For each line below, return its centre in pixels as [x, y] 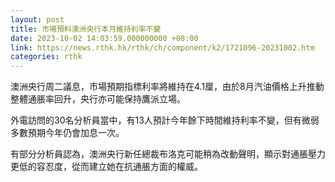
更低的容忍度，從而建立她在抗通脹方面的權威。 [106, 167]
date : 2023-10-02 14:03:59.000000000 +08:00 [104, 38]
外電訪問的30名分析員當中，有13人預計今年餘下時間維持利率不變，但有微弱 [165, 120]
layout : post [37, 19]
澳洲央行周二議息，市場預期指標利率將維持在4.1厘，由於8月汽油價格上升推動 [167, 87]
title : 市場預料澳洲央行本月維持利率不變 [86, 29]
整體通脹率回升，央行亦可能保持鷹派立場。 [98, 99]
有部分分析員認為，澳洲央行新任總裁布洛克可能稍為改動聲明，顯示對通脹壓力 [168, 154]
